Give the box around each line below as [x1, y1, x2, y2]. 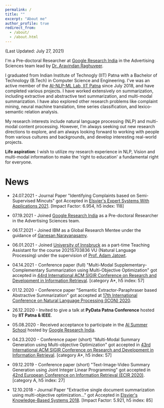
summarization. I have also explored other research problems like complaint [5, 98, 158, 104]
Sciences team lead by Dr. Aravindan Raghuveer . [5, 62, 104, 69]
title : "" [5, 12, 25, 17]
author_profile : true [5, 21, 49, 26]
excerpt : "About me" [5, 16, 47, 21]
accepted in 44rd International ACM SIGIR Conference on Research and [12, 272, 157, 278]
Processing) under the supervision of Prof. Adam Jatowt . [12, 252, 127, 258]
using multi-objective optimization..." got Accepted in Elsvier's [12, 392, 138, 398]
